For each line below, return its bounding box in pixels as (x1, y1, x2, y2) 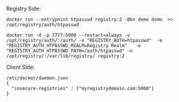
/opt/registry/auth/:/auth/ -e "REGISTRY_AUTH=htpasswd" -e (6, 38, 163, 44)
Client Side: (6, 64, 35, 70)
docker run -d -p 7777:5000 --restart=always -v (6, 32, 130, 38)
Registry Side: (6, 5, 41, 12)
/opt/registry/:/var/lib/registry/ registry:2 (6, 53, 125, 59)
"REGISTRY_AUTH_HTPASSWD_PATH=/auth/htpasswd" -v (6, 48, 133, 54)
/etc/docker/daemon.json (6, 75, 68, 81)
